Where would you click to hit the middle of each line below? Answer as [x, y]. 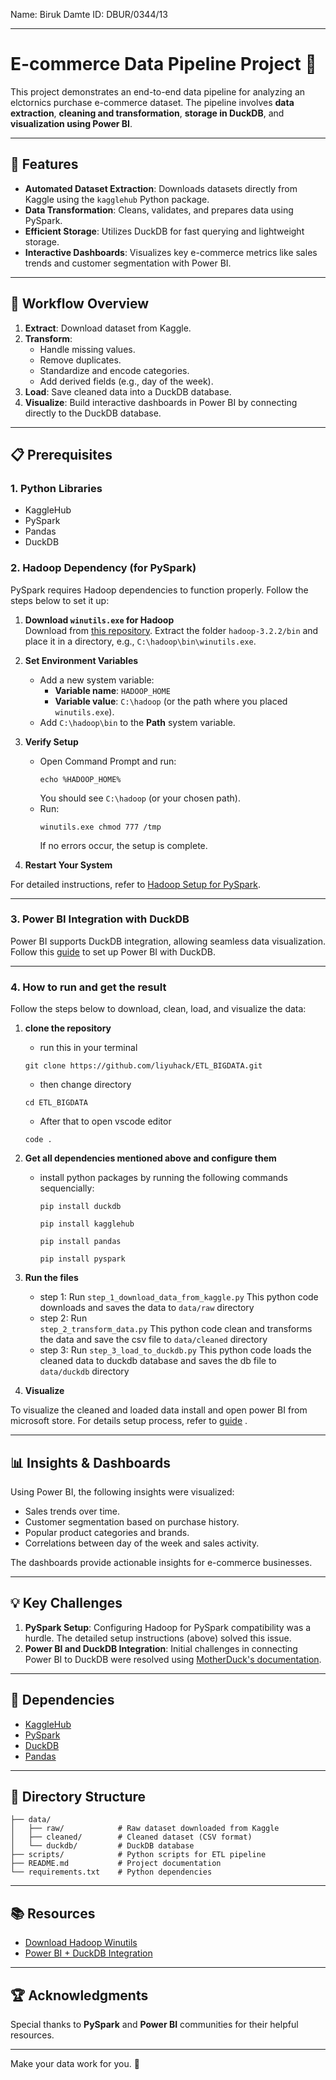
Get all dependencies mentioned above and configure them [150, 1158]
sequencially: [67, 1188]
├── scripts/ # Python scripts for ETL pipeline [138, 1855]
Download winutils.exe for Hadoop [99, 620]
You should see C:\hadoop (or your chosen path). [140, 798]
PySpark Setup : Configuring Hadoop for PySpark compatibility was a [168, 1627]
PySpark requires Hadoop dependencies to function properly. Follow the [159, 590]
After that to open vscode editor [105, 1121]
